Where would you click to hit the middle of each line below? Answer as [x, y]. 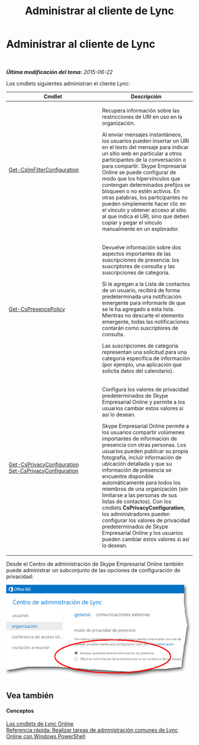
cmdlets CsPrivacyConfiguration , [144, 508]
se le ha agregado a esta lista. [138, 309]
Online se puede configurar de [139, 172]
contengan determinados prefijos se [146, 185]
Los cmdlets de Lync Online [40, 724]
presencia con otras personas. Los [144, 445]
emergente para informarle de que [144, 302]
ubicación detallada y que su [137, 464]
